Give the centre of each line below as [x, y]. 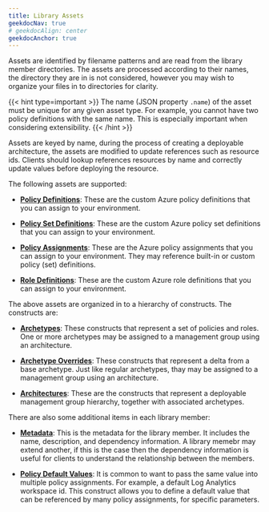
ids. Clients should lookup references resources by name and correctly [125, 160]
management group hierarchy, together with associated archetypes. [132, 402]
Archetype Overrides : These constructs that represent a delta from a [134, 361]
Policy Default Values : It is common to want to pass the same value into [139, 474]
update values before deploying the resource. [84, 168]
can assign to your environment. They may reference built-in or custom [137, 256]
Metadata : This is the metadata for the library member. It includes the [135, 433]
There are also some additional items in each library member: [109, 417]
